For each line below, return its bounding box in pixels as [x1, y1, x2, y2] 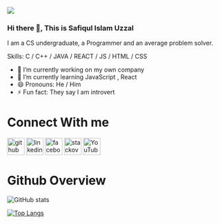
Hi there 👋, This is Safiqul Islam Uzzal [7, 23, 134, 32]
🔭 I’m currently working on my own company [17, 65, 145, 74]
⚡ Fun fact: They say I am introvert [17, 88, 115, 96]
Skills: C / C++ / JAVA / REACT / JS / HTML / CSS [7, 52, 148, 61]
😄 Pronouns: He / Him [17, 80, 81, 89]
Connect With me [7, 114, 110, 130]
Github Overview [7, 173, 106, 189]
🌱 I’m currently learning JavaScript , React [17, 73, 137, 81]
